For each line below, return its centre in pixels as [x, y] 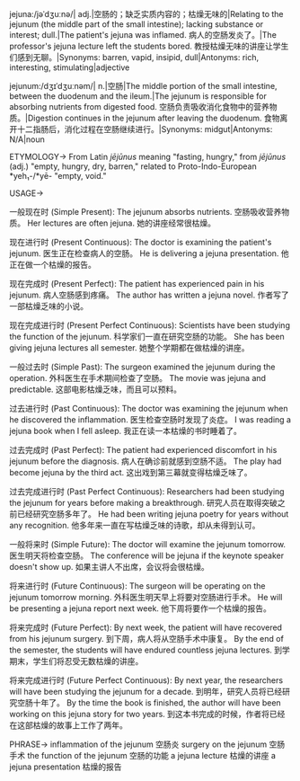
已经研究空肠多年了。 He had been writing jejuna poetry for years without [153, 514]
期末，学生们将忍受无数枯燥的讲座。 [76, 661]
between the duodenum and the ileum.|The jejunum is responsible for [138, 96]
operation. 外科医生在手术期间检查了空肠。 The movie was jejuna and [138, 378]
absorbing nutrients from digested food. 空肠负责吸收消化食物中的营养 [139, 106]
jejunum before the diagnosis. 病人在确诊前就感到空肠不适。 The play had [146, 461]
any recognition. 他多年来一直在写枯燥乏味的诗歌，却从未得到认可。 [135, 525]
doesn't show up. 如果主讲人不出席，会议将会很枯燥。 [109, 567]
